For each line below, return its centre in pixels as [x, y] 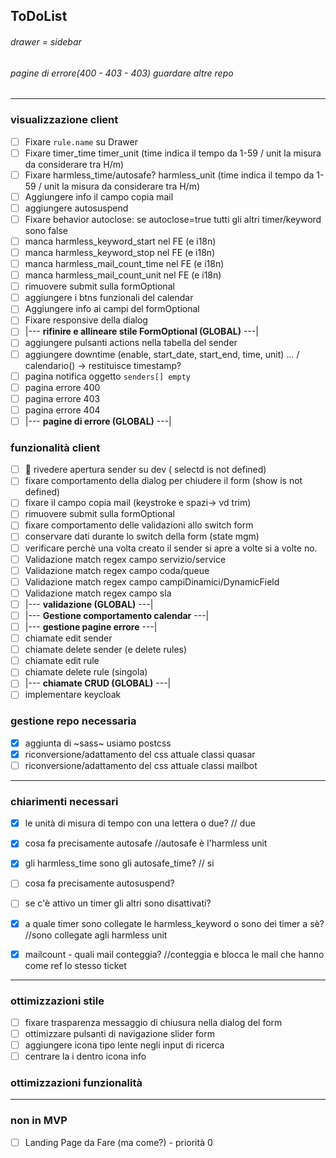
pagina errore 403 [62, 398]
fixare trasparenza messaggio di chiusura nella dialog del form [153, 1022]
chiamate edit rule [62, 661]
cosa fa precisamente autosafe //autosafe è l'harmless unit [146, 843]
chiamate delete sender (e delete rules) [106, 650]
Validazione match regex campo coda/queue [117, 570]
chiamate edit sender [68, 638]
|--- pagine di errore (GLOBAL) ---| [98, 421]
